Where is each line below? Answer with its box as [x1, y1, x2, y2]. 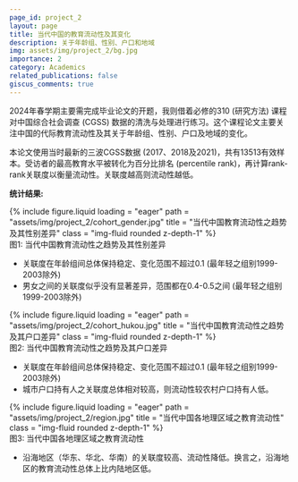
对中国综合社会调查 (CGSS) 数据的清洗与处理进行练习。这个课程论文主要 [9, 116, 277, 127]
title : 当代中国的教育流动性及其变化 [9, 30, 132, 38]
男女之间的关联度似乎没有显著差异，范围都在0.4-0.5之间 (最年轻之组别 [21, 280, 283, 291]
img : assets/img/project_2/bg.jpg [9, 47, 139, 55]
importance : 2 [9, 55, 63, 63]
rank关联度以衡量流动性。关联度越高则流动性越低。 [9, 169, 199, 180]
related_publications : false [9, 72, 118, 80]
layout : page [9, 21, 58, 30]
